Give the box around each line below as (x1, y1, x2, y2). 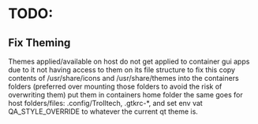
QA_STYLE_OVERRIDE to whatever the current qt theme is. (8, 107, 199, 116)
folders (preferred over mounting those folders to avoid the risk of (8, 82, 222, 91)
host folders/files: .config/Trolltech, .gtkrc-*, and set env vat (8, 99, 203, 108)
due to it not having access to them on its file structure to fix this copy (8, 65, 235, 75)
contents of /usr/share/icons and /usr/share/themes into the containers (8, 74, 239, 82)
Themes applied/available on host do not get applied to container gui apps (8, 57, 250, 66)
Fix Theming (8, 36, 71, 49)
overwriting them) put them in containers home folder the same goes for (8, 90, 243, 99)
